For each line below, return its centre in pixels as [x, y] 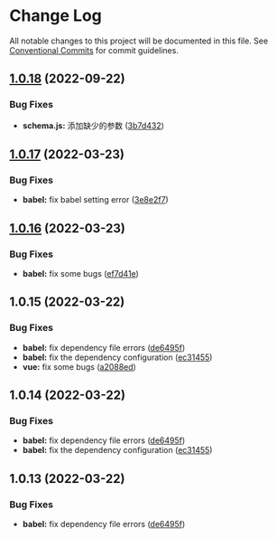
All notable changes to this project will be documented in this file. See [139, 41]
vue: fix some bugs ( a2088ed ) [79, 366]
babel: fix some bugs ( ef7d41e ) [81, 274]
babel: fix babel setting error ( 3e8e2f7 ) [95, 200]
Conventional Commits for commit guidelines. [94, 50]
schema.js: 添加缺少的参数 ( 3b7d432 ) [93, 125]
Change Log [55, 16]
